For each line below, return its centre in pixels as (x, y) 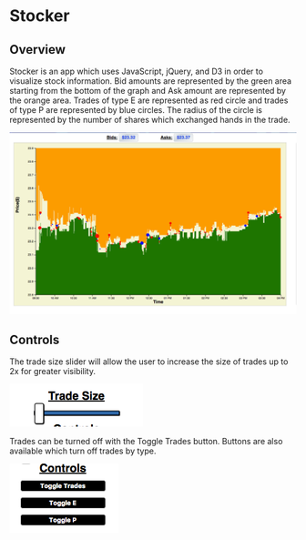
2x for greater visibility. (53, 372)
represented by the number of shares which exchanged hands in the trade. (150, 120)
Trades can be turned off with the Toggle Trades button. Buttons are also (146, 442)
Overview (38, 50)
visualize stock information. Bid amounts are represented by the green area (151, 81)
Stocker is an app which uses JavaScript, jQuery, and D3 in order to (137, 71)
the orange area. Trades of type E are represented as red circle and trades (149, 100)
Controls (35, 339)
